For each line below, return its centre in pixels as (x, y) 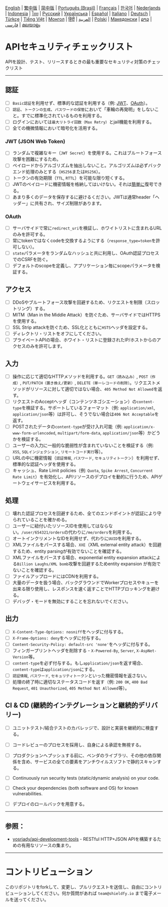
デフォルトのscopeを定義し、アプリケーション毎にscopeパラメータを (84, 266)
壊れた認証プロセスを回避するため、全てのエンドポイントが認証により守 (87, 514)
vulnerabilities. (27, 794)
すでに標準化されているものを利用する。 (63, 115)
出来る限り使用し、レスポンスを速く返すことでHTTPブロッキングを (82, 589)
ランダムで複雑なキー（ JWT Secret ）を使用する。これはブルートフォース (87, 153)
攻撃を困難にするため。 (36, 159)
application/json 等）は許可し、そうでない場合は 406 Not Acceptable (83, 414)
